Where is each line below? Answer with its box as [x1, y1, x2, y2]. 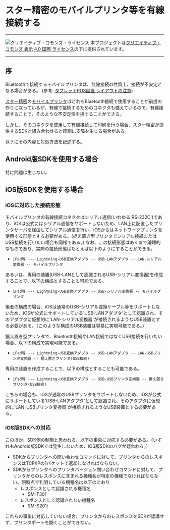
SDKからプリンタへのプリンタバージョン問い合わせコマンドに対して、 [12, 466, 158, 472]
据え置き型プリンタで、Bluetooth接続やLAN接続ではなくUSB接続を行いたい [5, 334, 162, 340]
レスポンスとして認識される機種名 [20, 485, 91, 491]
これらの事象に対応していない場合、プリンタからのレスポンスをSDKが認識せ [5, 513, 164, 519]
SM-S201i [27, 503, 48, 509]
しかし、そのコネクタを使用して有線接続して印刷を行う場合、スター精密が [5, 122, 160, 128]
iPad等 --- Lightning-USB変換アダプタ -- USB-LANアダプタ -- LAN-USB [12, 351, 154, 356]
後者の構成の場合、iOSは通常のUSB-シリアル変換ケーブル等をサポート [5, 304, 152, 310]
